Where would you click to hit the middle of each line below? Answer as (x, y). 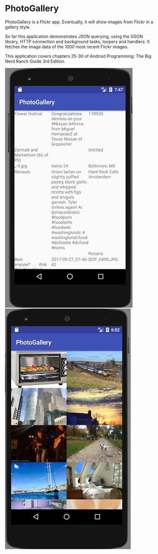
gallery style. (18, 27)
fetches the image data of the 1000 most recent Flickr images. (67, 47)
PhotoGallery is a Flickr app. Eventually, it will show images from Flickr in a (79, 22)
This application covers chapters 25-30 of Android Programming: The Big (78, 56)
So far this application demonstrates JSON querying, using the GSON (74, 36)
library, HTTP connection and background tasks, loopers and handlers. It (77, 41)
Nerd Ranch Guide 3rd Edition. (35, 61)
